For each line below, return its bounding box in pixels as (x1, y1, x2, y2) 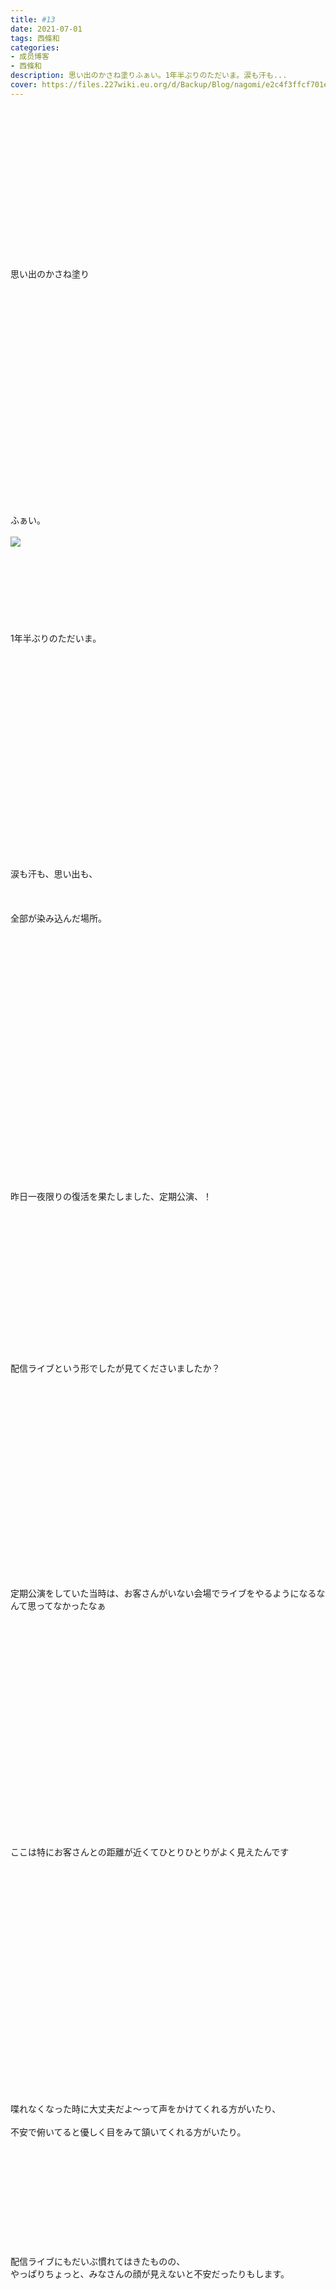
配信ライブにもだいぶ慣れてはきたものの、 (10, 2255, 186, 2267)
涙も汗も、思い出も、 (10, 867, 98, 880)
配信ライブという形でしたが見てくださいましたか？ (10, 1362, 221, 1374)
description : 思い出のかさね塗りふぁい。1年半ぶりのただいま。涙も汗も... (10, 71, 288, 81)
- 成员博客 (10, 52, 50, 62)
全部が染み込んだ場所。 (10, 912, 107, 924)
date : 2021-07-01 (10, 24, 83, 34)
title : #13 (10, 14, 56, 25)
